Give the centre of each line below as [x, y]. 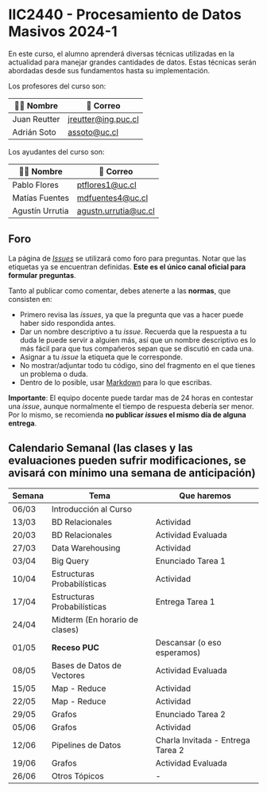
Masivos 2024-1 [63, 31]
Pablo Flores [36, 185]
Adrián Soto [35, 131]
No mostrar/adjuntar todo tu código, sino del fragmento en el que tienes [137, 365]
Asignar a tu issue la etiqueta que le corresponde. [101, 357]
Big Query [70, 561]
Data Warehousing [86, 547]
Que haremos [205, 496]
